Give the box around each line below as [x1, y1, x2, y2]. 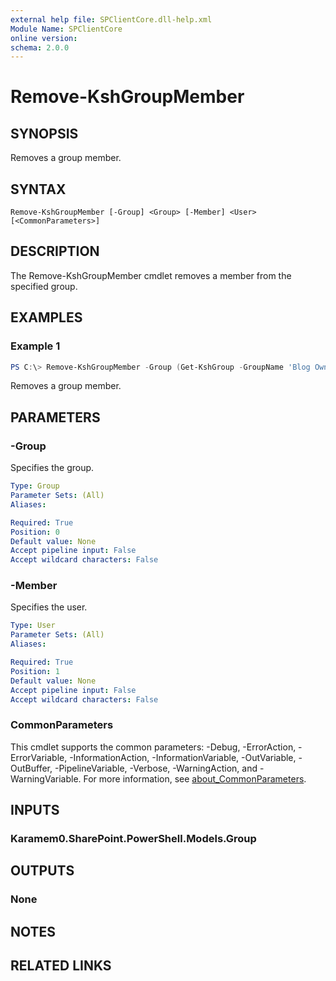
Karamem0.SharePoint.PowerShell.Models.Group [10, 832, 257, 846]
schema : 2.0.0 [10, 42, 70, 53]
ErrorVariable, [10, 751, 68, 763]
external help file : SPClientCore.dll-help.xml [10, 14, 213, 25]
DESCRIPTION [10, 243, 100, 260]
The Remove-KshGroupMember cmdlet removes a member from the [10, 269, 292, 281]
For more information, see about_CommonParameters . [83, 772, 307, 785]
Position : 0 [10, 527, 60, 537]
